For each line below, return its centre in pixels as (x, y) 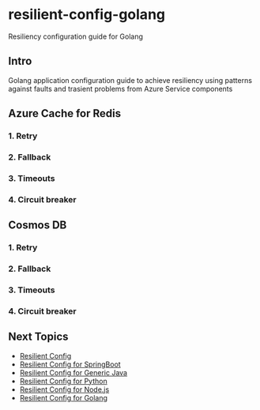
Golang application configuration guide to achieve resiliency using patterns (130, 80)
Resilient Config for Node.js (64, 389)
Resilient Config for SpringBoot (70, 364)
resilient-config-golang (87, 15)
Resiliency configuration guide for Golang (76, 36)
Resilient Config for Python (64, 381)
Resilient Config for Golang (64, 397)
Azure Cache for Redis (64, 113)
